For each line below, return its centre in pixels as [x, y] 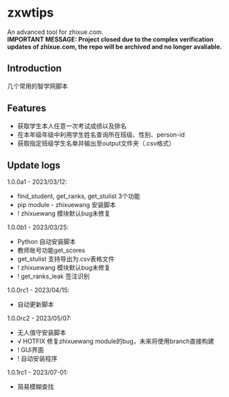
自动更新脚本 [35, 305]
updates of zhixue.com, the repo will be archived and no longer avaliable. [115, 46]
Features [27, 108]
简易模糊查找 [35, 387]
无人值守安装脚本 [42, 333]
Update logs [34, 165]
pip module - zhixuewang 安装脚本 [66, 205]
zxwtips [30, 13]
